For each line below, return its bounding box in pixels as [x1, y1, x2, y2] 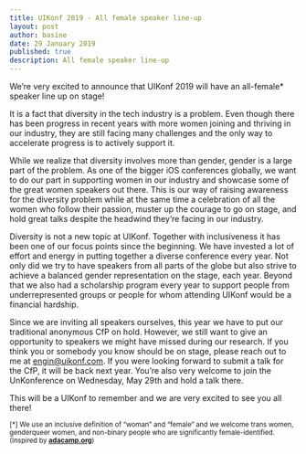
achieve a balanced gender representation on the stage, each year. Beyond [9, 270, 293, 280]
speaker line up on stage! [9, 90, 105, 101]
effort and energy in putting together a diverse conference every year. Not [9, 250, 290, 261]
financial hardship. [9, 299, 79, 310]
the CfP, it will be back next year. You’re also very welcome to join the [9, 365, 272, 375]
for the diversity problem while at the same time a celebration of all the [9, 194, 276, 205]
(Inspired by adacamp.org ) [9, 436, 95, 445]
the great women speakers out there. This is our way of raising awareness [9, 185, 289, 195]
